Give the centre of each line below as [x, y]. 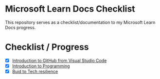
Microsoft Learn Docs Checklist [70, 9]
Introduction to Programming [41, 66]
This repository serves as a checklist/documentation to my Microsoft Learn [80, 22]
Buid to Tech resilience [35, 71]
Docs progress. [20, 27]
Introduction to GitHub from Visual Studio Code [59, 60]
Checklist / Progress [47, 47]
